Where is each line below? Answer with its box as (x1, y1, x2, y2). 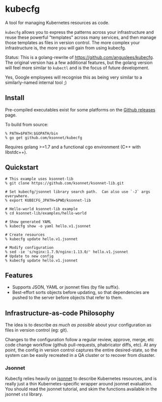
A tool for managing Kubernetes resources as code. (5, 20, 109, 26)
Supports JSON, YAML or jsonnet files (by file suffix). (12, 284, 120, 290)
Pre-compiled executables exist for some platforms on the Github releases (5, 107, 156, 112)
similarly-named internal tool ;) (5, 80, 67, 85)
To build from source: (5, 121, 49, 127)
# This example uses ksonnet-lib (5, 176, 74, 181)
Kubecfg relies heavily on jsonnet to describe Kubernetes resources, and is (5, 375, 157, 381)
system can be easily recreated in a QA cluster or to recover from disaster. (5, 352, 156, 358)
